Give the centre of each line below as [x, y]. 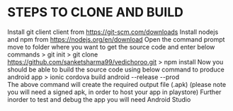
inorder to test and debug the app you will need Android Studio [99, 99]
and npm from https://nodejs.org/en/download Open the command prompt [116, 39]
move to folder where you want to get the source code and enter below [111, 47]
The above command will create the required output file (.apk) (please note [117, 84]
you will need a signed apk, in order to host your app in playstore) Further [114, 92]
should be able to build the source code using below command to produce [116, 69]
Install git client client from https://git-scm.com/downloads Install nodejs [113, 32]
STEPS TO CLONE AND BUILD [96, 12]
